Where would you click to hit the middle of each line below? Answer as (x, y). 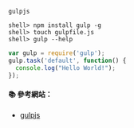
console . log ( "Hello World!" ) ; (65, 68)
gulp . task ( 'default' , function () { (67, 60)
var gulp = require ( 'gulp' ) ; (57, 53)
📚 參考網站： (31, 95)
